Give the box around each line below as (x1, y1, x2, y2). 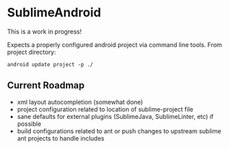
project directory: (7, 48, 56, 56)
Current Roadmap (7, 80, 85, 92)
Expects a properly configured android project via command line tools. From (7, 40, 223, 49)
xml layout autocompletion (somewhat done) (16, 98, 143, 106)
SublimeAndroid (7, 5, 101, 21)
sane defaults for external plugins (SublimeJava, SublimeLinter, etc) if (16, 112, 214, 120)
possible (16, 120, 42, 128)
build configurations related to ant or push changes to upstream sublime (16, 126, 221, 135)
